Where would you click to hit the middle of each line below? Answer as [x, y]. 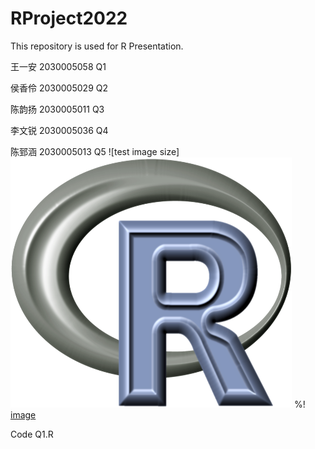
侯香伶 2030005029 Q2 [59, 88]
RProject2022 [69, 18]
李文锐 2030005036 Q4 [59, 130]
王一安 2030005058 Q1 [58, 66]
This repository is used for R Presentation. [97, 46]
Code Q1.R [32, 434]
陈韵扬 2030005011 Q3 [57, 109]
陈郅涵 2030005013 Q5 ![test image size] [95, 151]
